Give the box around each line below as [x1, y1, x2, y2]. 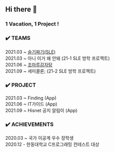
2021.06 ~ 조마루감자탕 [5, 61, 53, 68]
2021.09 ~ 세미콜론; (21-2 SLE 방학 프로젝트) [5, 68, 96, 74]
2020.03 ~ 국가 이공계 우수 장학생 [5, 135, 74, 141]
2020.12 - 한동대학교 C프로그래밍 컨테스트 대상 [5, 141, 100, 147]
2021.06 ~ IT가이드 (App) [5, 101, 58, 107]
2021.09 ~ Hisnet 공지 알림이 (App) [5, 107, 78, 113]
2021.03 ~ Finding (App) [5, 95, 57, 101]
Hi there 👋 [5, 5, 37, 14]
